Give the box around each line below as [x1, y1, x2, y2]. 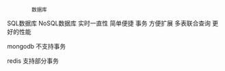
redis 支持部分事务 [7, 57, 59, 65]
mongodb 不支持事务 [7, 42, 66, 50]
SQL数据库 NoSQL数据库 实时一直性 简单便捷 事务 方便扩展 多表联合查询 [7, 19, 211, 27]
